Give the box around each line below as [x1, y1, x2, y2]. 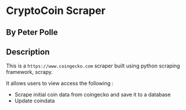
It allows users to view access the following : [6, 80, 114, 87]
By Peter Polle [6, 27, 58, 37]
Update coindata [14, 97, 55, 104]
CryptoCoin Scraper [6, 4, 106, 17]
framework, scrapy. [6, 69, 53, 76]
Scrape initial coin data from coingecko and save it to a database [14, 91, 171, 98]
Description [6, 47, 50, 56]
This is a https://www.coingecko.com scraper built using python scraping [6, 62, 180, 69]
